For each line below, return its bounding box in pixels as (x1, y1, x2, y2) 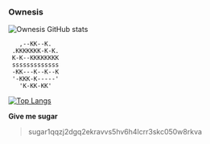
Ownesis (8, 6, 44, 18)
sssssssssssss (11, 61, 60, 70)
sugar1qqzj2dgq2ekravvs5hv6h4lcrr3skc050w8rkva (27, 127, 203, 137)
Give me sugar (8, 111, 58, 122)
